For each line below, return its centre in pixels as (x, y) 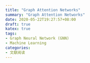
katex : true (18, 29)
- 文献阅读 (15, 52)
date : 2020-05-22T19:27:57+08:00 (41, 19)
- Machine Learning (26, 43)
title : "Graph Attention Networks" (43, 10)
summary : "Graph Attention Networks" (45, 15)
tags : (11, 34)
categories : (18, 48)
